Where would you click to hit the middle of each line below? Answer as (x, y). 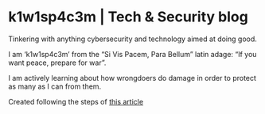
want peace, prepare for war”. (57, 63)
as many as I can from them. (55, 86)
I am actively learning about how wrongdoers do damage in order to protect (132, 78)
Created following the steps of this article (76, 101)
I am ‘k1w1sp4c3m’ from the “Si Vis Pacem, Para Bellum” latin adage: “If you (132, 54)
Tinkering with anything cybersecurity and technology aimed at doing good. (132, 39)
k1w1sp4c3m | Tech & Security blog (128, 17)
